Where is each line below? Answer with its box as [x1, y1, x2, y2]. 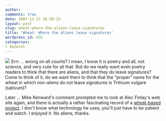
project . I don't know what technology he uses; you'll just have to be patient [5, 105, 160, 111]
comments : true [5, 12, 37, 17]
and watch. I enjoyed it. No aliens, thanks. [5, 110, 90, 116]
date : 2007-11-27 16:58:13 [5, 16, 61, 21]
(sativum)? [5, 85, 27, 91]
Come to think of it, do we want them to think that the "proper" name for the [5, 74, 160, 80]
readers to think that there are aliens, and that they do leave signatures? [5, 69, 152, 75]
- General [5, 44, 26, 49]
